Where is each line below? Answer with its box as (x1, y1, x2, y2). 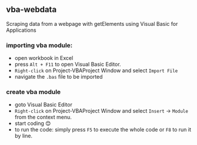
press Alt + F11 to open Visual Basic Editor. (14, 61, 122, 68)
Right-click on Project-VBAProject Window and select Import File (14, 67, 178, 74)
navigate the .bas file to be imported (14, 73, 103, 80)
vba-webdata (6, 5, 57, 15)
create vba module (6, 88, 61, 96)
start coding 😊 (14, 120, 51, 127)
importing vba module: (6, 41, 73, 49)
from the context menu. (14, 114, 72, 121)
